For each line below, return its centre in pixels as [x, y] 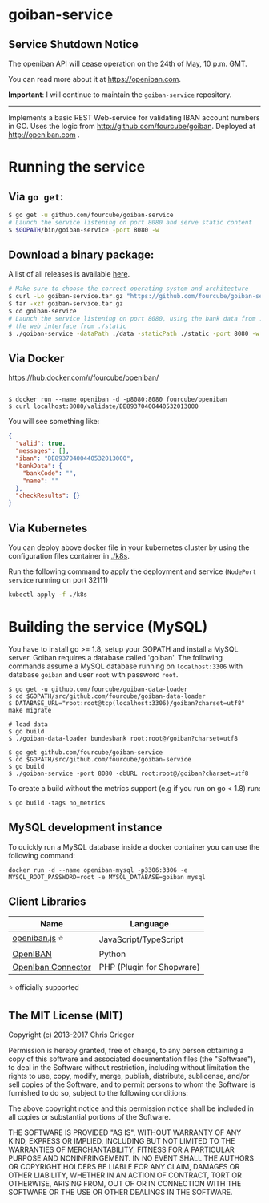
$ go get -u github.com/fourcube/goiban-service [91, 215]
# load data [28, 724]
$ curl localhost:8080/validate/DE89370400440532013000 [103, 406]
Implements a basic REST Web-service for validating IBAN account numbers [134, 117]
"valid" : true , [41, 444]
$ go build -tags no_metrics [57, 803]
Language [150, 924]
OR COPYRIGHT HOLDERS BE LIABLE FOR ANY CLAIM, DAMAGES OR [124, 1167]
